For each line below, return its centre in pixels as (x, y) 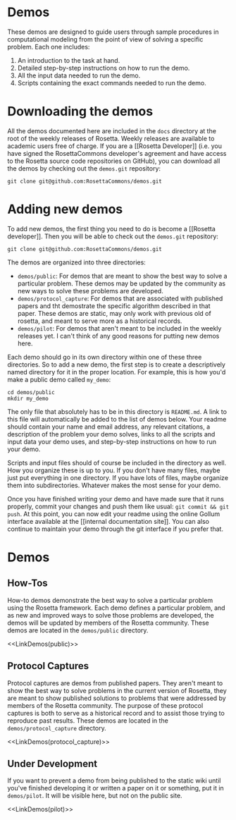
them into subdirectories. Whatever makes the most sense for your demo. (114, 485)
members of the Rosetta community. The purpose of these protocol (105, 705)
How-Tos (27, 583)
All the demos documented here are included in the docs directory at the (112, 130)
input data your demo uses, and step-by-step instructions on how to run (112, 441)
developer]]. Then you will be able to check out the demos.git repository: (113, 236)
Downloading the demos (80, 112)
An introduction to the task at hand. (69, 60)
